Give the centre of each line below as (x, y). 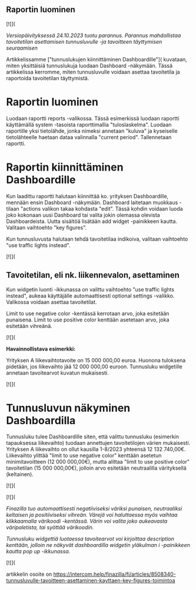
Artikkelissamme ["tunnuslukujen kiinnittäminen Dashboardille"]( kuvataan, (97, 59)
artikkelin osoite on (29, 574)
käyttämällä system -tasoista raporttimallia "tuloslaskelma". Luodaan (89, 124)
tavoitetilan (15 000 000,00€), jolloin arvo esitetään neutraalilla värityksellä (96, 468)
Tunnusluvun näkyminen (68, 408)
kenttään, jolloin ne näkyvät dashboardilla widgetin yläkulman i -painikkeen (98, 545)
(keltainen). (20, 474)
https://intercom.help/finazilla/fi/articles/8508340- (115, 574)
